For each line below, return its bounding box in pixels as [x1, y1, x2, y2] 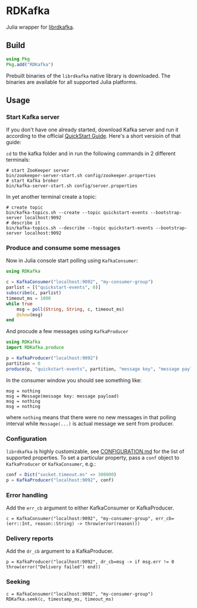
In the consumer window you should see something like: [6, 376, 142, 383]
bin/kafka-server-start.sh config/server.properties [6, 183, 138, 189]
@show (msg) [16, 312, 43, 318]
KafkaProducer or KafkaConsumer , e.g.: [6, 460, 96, 467]
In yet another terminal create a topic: [6, 193, 97, 201]
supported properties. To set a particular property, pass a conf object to [6, 454, 180, 461]
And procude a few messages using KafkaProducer [6, 328, 129, 335]
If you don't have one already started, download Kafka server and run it [6, 126, 179, 133]
